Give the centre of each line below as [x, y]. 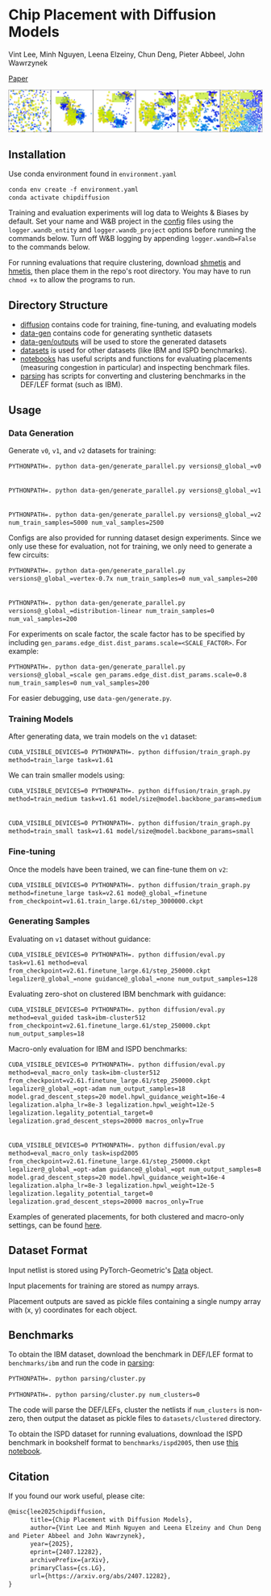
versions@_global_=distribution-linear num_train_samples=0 [112, 610]
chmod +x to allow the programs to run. [72, 280]
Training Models [41, 719]
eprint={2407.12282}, [66, 1552]
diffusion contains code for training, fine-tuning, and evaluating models [138, 325]
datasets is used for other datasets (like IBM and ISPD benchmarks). [133, 350]
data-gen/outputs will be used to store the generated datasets [123, 342]
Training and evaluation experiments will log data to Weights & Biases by [129, 213]
